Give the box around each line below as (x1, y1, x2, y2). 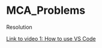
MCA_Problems (6, 4, 86, 17)
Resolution (6, 23, 33, 31)
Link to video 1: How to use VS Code (6, 35, 96, 42)
